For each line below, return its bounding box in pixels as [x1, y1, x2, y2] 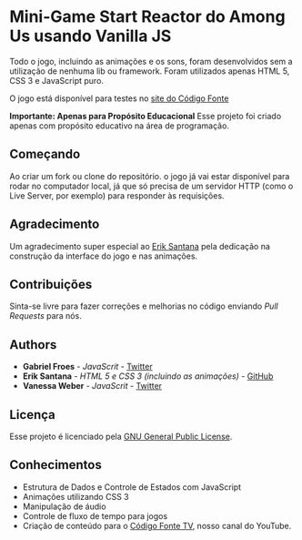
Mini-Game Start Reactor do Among [9, 6, 286, 27]
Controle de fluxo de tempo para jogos [22, 510, 168, 521]
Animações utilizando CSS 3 [22, 491, 129, 502]
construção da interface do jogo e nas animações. [9, 250, 198, 261]
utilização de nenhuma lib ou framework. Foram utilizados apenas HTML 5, [9, 66, 290, 76]
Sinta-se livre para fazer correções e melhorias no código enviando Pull [9, 301, 279, 311]
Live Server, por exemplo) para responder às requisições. [9, 189, 225, 201]
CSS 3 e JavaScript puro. [9, 75, 105, 86]
